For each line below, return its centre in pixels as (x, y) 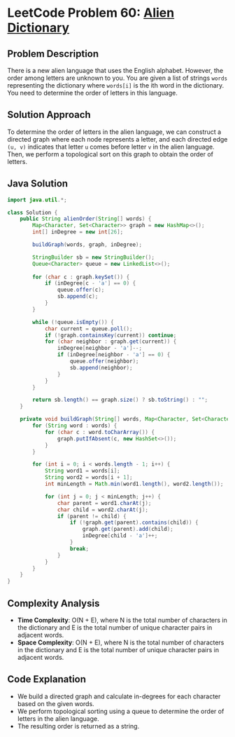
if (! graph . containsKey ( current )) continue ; (111, 335)
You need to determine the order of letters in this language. (93, 93)
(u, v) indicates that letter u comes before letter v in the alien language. (111, 147)
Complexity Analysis (54, 603)
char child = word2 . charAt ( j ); (103, 510)
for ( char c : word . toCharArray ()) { (100, 432)
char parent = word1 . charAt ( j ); (104, 503)
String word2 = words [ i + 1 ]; (88, 478)
